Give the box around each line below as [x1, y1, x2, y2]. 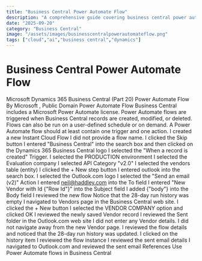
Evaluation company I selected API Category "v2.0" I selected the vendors [6, 159, 191, 166]
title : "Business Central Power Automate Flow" [6, 8, 128, 15]
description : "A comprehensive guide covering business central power [6, 14, 187, 20]
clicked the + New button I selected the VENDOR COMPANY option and [6, 204, 183, 212]
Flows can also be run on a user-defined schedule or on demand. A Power [6, 121, 191, 128]
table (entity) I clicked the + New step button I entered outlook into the [6, 166, 180, 173]
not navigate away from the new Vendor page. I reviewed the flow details [6, 224, 188, 231]
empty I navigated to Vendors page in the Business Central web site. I [6, 198, 179, 205]
